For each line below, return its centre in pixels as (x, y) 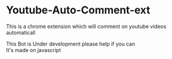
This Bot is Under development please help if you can (71, 44)
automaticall (21, 32)
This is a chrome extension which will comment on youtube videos (86, 26)
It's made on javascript (34, 50)
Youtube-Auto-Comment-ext (78, 10)
